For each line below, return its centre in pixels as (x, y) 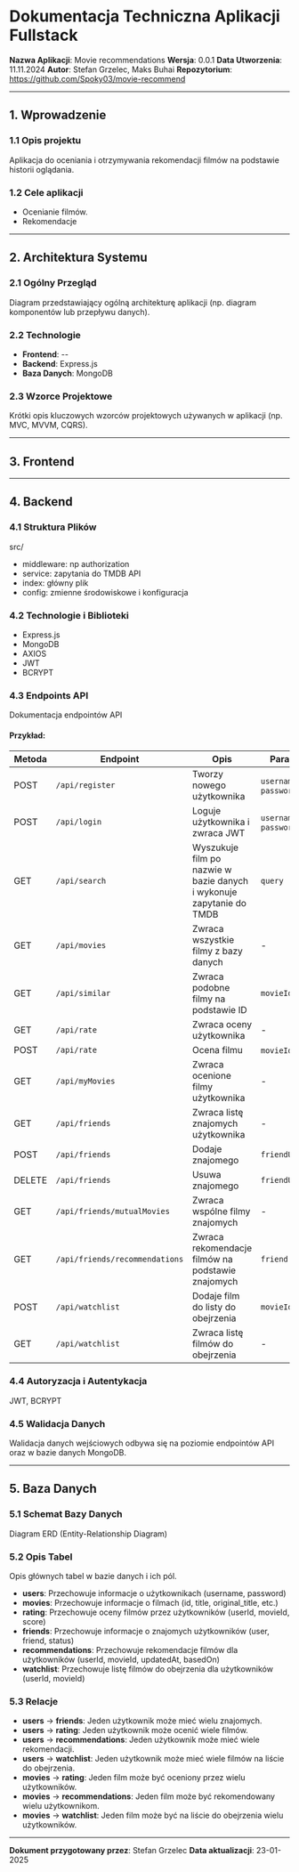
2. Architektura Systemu (79, 258)
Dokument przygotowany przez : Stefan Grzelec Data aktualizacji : (132, 1851)
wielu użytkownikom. (61, 1806)
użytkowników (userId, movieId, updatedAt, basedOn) (121, 1660)
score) (34, 1622)
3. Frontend (42, 462)
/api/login (79, 822)
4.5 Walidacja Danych (57, 1423)
